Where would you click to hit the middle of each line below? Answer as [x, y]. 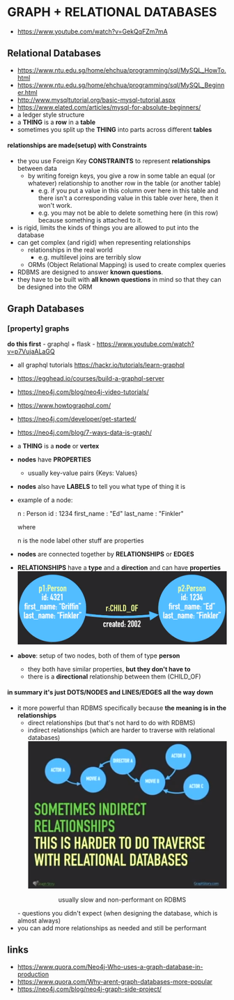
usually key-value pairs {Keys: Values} [83, 473]
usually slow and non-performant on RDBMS [122, 900]
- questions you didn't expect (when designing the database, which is [117, 913]
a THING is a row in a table [56, 122]
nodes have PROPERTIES [54, 459]
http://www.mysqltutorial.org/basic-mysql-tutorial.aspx [96, 100]
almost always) [39, 921]
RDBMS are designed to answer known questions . [90, 272]
